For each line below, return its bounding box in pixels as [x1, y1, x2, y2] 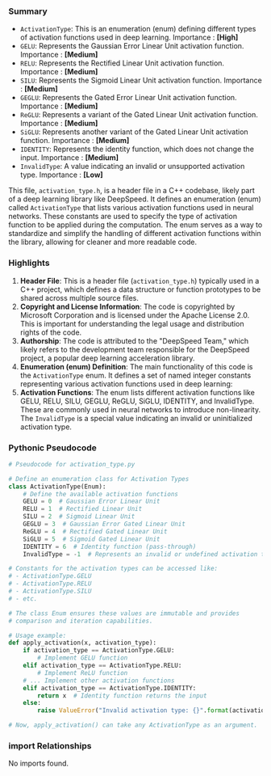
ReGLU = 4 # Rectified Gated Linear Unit [23, 527, 168, 535]
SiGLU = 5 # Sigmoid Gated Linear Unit [23, 535, 161, 543]
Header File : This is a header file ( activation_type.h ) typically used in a [19, 276, 260, 285]
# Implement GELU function [37, 654, 128, 662]
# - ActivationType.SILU [8, 588, 92, 596]
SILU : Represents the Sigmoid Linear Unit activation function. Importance [19, 75, 262, 86]
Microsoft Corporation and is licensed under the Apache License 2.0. [19, 310, 250, 320]
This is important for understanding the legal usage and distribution [19, 318, 244, 328]
